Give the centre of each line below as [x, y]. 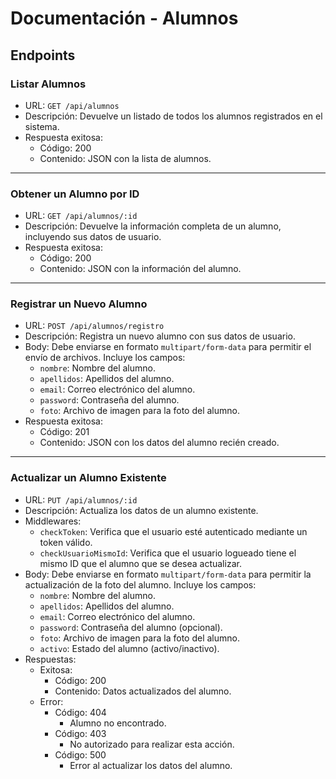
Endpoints [43, 55]
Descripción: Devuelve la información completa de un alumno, [153, 226]
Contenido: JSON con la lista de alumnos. [125, 158]
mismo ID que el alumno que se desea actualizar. [140, 563]
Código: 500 [80, 754]
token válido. [66, 542]
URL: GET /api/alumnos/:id [81, 216]
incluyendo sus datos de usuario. [93, 237]
